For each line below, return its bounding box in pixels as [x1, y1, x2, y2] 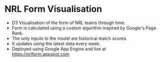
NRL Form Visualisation [4, 3, 102, 15]
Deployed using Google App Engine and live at [11, 46, 106, 52]
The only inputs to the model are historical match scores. [11, 35, 128, 41]
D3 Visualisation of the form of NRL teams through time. [11, 20, 126, 26]
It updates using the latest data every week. [11, 40, 101, 46]
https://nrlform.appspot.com [11, 51, 70, 57]
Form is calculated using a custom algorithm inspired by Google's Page [11, 25, 156, 31]
